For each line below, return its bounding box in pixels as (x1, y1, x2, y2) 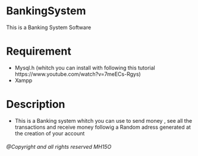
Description (6, 98, 65, 111)
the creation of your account (14, 129, 85, 137)
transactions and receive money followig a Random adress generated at (14, 123, 191, 130)
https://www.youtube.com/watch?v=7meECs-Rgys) (14, 70, 141, 78)
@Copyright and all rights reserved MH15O (6, 144, 112, 151)
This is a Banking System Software (6, 24, 92, 31)
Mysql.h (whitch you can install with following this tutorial (14, 64, 156, 71)
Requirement (6, 44, 71, 58)
